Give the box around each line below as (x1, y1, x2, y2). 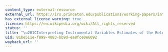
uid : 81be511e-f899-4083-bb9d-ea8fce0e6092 (5, 35, 97, 40)
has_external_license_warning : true (5, 16, 81, 21)
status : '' (5, 26, 28, 31)
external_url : (5, 12, 35, 17)
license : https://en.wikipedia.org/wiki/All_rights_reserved (5, 21, 135, 26)
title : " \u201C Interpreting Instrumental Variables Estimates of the (5, 30, 153, 35)
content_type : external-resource (5, 7, 75, 12)
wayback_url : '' (5, 40, 39, 45)
